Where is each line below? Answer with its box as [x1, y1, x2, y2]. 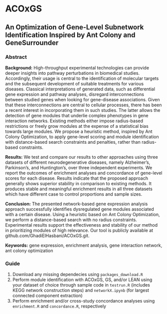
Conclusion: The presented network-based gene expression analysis [5, 201, 148, 207]
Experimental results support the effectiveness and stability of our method [5, 222, 158, 228]
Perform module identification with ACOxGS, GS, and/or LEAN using [12, 277, 153, 283]
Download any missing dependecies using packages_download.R [12, 272, 143, 278]
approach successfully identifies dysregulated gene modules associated [5, 206, 155, 212]
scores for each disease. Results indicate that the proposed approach [5, 175, 149, 181]
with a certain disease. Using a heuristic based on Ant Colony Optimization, [5, 211, 160, 217]
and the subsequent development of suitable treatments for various [5, 80, 144, 86]
